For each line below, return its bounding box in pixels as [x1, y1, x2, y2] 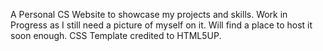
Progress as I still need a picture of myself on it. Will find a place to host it [10, 19, 313, 31]
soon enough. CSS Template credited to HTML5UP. [10, 30, 222, 41]
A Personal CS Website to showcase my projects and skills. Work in [10, 9, 288, 20]
